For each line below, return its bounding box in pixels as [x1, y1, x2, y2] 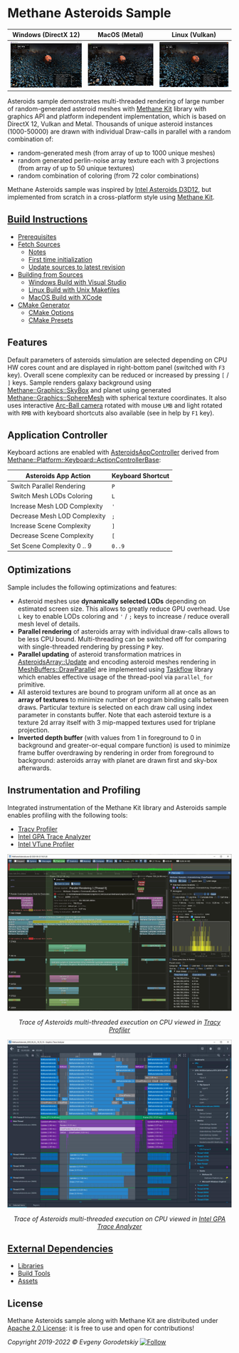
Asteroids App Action [25, 471, 91, 480]
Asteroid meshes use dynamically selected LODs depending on [17, 597, 206, 605]
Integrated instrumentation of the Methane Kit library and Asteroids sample [7, 803, 227, 811]
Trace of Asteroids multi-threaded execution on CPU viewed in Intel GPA [13, 1215, 226, 1223]
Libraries [17, 1262, 44, 1270]
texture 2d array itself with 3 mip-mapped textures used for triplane [17, 718, 216, 726]
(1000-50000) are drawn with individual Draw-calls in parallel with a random [7, 127, 231, 136]
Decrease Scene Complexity [10, 532, 94, 540]
